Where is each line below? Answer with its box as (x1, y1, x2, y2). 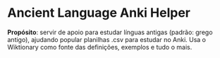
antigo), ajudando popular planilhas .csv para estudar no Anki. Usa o (7, 35, 207, 43)
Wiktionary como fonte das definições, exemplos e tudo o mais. (7, 43, 192, 51)
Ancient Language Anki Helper (7, 5, 191, 21)
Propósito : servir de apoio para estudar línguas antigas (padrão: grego (7, 28, 213, 36)
